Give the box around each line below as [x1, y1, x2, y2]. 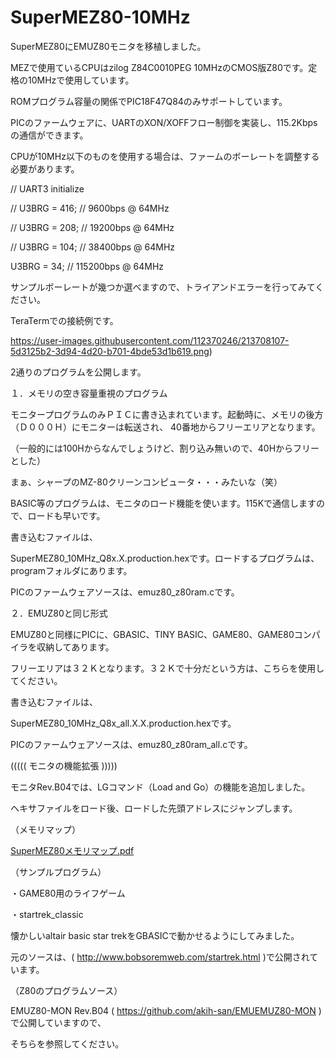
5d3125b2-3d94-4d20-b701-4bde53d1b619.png [10, 345, 210, 357]
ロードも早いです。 [27, 509, 106, 521]
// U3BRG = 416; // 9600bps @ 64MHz [10, 202, 170, 214]
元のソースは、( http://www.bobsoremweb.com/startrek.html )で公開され [10, 951, 310, 963]
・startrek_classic [10, 908, 84, 920]
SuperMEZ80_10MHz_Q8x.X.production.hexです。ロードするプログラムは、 [10, 552, 320, 564]
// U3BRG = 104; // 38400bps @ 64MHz [10, 241, 176, 253]
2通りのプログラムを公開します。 [10, 366, 147, 378]
